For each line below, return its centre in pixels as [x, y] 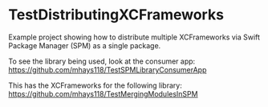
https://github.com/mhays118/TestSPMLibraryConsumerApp [108, 69]
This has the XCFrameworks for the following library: [95, 85]
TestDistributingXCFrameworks [116, 15]
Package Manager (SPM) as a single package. [85, 45]
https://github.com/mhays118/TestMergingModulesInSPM [103, 93]
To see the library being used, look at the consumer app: [102, 61]
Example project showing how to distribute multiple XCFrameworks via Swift [134, 37]
